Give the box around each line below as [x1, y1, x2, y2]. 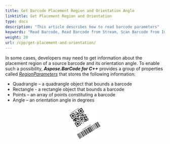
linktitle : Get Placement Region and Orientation [5, 13, 112, 19]
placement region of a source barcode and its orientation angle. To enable [5, 60, 160, 66]
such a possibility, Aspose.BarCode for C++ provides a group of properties [5, 65, 163, 71]
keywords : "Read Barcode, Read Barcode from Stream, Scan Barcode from [5, 29, 159, 35]
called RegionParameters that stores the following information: [5, 71, 136, 77]
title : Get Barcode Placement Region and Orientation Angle [5, 8, 135, 13]
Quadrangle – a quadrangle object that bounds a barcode [12, 81, 133, 87]
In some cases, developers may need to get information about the [5, 55, 143, 61]
